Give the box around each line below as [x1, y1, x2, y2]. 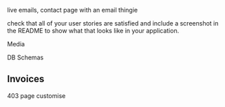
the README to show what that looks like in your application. [7, 27, 180, 35]
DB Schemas [7, 53, 44, 61]
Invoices [7, 73, 45, 85]
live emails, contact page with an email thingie [7, 6, 138, 14]
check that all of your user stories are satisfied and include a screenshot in [7, 19, 219, 27]
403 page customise [7, 91, 66, 99]
